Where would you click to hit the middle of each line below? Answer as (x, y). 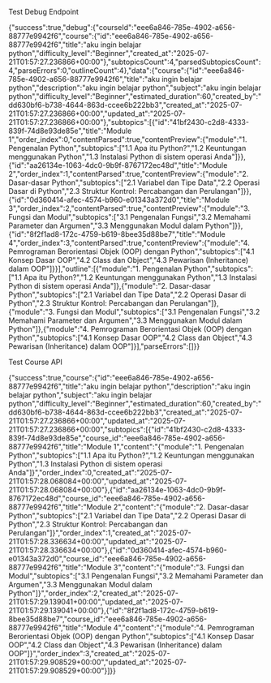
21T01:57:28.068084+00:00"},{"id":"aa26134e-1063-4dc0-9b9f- (117, 490)
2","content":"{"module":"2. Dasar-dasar (181, 507)
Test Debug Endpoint (44, 12)
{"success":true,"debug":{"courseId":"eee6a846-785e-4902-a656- (122, 27)
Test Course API (36, 362)
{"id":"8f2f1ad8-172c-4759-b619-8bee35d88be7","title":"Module (117, 234)
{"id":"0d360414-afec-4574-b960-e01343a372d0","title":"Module (119, 200)
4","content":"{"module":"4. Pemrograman (184, 627)
